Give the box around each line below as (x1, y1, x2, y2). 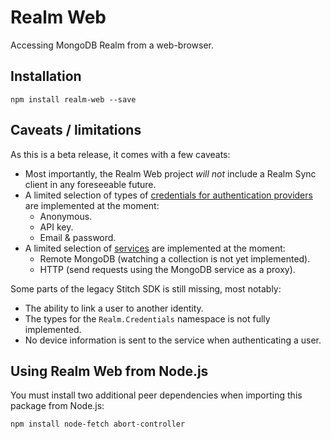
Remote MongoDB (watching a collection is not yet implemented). (39, 252, 311, 265)
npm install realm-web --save (10, 94, 137, 105)
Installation (10, 68, 82, 85)
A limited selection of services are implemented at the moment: (24, 242, 286, 254)
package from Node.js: (10, 400, 105, 412)
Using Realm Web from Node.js (10, 362, 209, 380)
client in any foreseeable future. (24, 178, 157, 190)
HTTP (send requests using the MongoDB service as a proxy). (39, 263, 296, 275)
